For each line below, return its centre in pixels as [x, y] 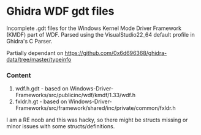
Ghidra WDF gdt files [60, 11]
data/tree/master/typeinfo [39, 59]
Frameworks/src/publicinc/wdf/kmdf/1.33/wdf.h [75, 95]
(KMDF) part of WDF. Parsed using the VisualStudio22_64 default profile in [100, 34]
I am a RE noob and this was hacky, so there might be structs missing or [97, 120]
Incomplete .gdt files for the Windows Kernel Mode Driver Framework [94, 28]
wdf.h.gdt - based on [42, 89]
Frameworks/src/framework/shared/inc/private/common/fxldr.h [95, 108]
